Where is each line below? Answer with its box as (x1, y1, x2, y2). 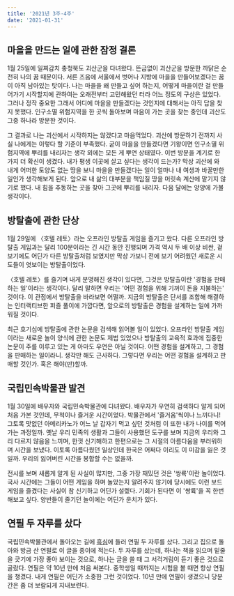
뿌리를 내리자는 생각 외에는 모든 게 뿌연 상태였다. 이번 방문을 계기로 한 (31, 148, 221, 157)
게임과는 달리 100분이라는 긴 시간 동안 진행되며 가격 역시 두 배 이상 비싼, (19, 243, 216, 252)
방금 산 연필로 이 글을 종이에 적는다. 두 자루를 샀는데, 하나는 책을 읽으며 (19, 546, 213, 554)
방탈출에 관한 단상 (7, 214, 79, 227)
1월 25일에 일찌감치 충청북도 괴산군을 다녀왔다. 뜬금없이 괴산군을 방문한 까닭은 (7, 64, 220, 72)
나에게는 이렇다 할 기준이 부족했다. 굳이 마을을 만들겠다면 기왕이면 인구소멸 (14, 140, 217, 148)
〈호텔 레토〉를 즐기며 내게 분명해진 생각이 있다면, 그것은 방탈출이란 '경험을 (7, 275, 212, 284)
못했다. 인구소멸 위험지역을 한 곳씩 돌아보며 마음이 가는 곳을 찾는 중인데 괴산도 (14, 107, 226, 116)
